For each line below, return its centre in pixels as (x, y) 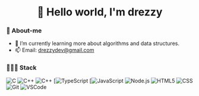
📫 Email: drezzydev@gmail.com (54, 50)
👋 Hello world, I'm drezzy (100, 12)
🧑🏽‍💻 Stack (21, 68)
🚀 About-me (24, 31)
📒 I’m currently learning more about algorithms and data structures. (97, 43)
